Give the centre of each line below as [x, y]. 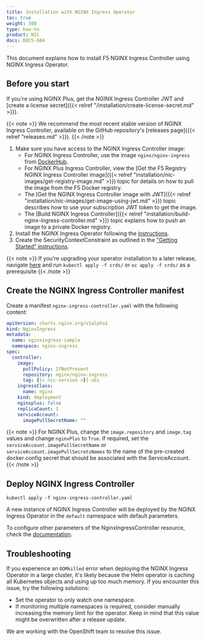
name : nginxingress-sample [46, 340]
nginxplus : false [39, 403]
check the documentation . [39, 534]
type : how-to [23, 29]
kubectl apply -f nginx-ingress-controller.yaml [69, 498]
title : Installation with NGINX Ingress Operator [71, 12]
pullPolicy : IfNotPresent [55, 369]
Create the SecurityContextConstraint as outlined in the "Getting [96, 239]
